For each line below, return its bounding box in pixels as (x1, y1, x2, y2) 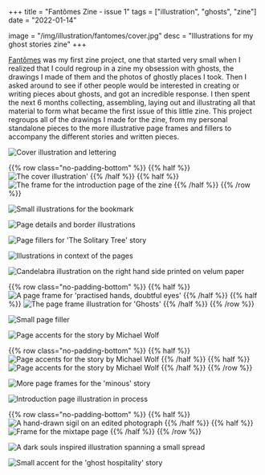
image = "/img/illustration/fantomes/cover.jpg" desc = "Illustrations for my (8, 31, 254, 40)
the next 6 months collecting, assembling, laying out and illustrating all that (8, 98, 255, 107)
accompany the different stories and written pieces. (8, 132, 179, 141)
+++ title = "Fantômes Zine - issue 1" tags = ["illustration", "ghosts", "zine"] (8, 7, 257, 16)
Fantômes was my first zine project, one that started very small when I (8, 55, 241, 64)
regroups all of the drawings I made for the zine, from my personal (8, 115, 228, 124)
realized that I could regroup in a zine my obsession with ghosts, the (8, 63, 234, 73)
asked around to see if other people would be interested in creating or (8, 80, 240, 90)
